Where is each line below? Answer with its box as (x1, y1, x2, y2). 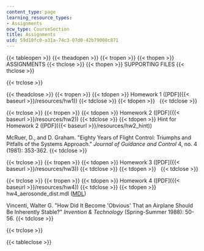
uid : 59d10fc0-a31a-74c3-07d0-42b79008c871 (6, 37, 119, 43)
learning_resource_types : (6, 15, 72, 21)
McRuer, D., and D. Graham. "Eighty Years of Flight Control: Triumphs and (6, 134, 191, 141)
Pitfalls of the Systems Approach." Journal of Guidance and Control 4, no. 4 (6, 140, 197, 147)
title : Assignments (6, 32, 56, 38)
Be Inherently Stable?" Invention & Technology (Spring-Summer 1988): (6, 208, 184, 216)
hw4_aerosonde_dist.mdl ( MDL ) (6, 190, 87, 197)
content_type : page (6, 9, 56, 15)
